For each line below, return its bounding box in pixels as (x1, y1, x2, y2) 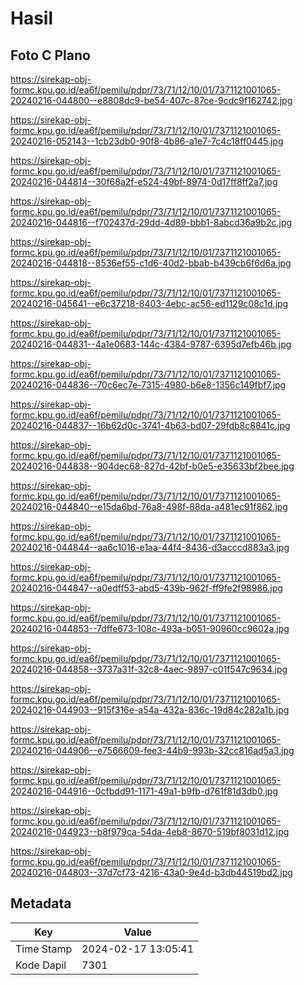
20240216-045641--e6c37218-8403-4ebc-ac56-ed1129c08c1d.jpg (10, 298, 289, 309)
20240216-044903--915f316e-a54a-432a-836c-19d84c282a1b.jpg (10, 704, 290, 716)
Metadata (10, 895, 72, 912)
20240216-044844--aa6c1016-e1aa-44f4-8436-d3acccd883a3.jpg (10, 542, 290, 553)
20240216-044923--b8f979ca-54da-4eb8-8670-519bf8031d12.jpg (10, 826, 290, 837)
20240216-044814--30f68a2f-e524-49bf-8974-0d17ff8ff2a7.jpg (10, 176, 278, 187)
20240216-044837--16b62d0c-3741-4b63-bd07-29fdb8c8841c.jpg (10, 420, 291, 431)
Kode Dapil (15, 958, 67, 972)
